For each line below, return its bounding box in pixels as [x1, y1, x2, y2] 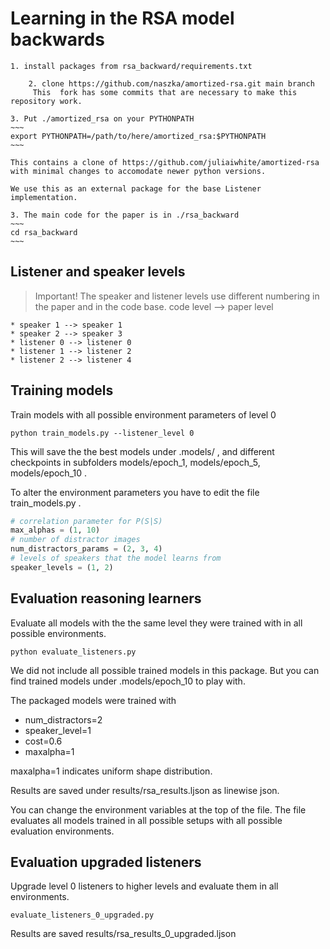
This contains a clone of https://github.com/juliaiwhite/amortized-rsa [10, 157, 320, 167]
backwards [10, 28, 105, 51]
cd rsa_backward [10, 227, 78, 237]
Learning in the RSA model [10, 7, 235, 30]
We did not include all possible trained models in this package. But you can [10, 664, 320, 676]
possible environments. [10, 627, 107, 639]
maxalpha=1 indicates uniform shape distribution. [10, 765, 213, 777]
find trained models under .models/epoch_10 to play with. [10, 675, 246, 687]
